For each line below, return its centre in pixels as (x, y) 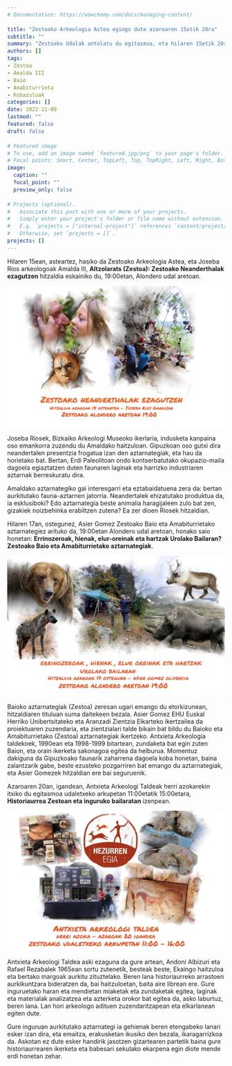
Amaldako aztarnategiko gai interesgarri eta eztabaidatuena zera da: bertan (115, 488)
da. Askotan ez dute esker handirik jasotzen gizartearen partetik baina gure (114, 1042)
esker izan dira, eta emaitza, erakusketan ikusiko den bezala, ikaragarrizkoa (115, 1034)
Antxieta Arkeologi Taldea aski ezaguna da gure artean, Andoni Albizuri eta (114, 962)
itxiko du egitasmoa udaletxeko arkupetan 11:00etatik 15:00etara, (99, 794)
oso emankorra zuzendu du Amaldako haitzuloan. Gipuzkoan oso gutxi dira (114, 445)
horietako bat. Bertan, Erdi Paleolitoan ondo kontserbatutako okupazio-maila (116, 460)
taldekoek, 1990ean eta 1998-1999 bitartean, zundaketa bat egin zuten (108, 744)
